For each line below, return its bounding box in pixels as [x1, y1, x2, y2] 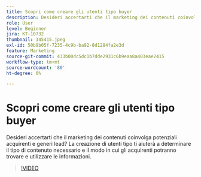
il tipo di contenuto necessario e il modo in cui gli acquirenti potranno [6, 146, 176, 154]
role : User [6, 20, 33, 26]
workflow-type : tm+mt [6, 59, 60, 65]
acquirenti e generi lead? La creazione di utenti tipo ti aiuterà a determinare [6, 140, 191, 148]
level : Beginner [6, 25, 47, 32]
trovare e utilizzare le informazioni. [6, 153, 92, 160]
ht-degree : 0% [6, 70, 42, 76]
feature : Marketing [6, 48, 55, 54]
